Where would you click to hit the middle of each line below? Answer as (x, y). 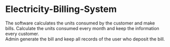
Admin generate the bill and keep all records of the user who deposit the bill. (85, 39)
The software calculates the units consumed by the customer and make (80, 23)
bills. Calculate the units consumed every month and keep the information (82, 28)
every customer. (22, 33)
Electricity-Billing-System (61, 9)
